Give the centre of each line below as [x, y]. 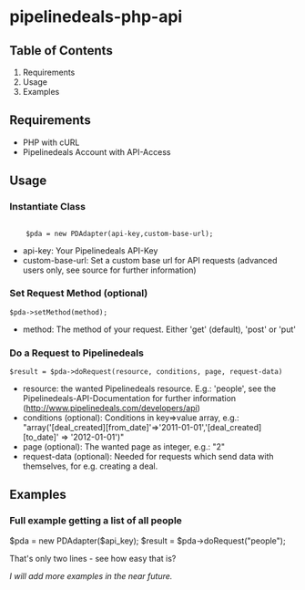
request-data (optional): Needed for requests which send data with [148, 457]
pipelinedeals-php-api [96, 17]
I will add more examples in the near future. [91, 575]
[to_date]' [41, 437]
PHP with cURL [51, 142]
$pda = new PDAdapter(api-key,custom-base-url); [120, 233]
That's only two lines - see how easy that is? [93, 558]
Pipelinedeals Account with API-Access [97, 151]
